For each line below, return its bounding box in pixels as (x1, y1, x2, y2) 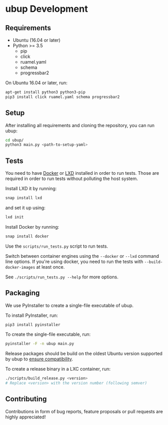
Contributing (5, 395, 47, 403)
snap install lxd (5, 195, 42, 200)
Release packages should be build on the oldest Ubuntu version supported (5, 351, 162, 357)
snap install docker (5, 234, 50, 239)
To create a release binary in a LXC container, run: (5, 366, 111, 372)
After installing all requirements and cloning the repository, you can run (5, 122, 155, 128)
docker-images (5, 265, 36, 270)
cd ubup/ (5, 137, 24, 143)
